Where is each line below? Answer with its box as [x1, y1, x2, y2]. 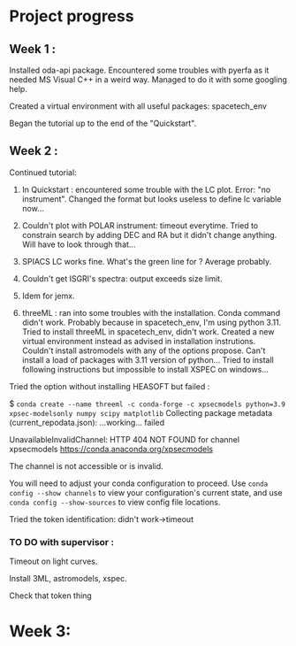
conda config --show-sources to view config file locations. [9, 496, 221, 507]
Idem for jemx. [21, 290, 75, 301]
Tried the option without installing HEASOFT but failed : [9, 381, 210, 391]
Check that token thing [9, 590, 93, 601]
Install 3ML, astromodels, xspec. [9, 573, 128, 584]
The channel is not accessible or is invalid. [9, 460, 163, 471]
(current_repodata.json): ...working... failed [9, 417, 165, 427]
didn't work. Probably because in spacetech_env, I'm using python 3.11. [21, 317, 282, 327]
